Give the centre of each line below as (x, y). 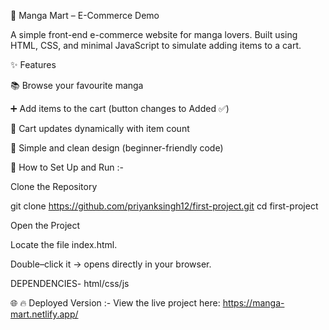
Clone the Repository (54, 186)
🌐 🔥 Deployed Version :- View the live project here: (115, 303)
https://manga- (253, 303)
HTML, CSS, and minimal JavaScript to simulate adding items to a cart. (156, 45)
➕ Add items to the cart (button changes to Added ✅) (120, 108)
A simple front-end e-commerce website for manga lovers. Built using (154, 34)
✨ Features (33, 64)
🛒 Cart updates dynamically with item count (100, 128)
